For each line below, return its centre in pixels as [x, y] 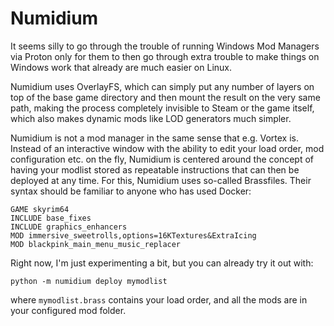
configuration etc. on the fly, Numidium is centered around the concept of [162, 159]
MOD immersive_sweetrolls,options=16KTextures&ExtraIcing [133, 235]
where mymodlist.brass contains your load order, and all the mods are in [159, 299]
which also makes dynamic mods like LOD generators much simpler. [151, 118]
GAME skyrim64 [40, 209]
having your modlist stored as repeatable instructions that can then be [155, 169]
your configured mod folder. [68, 310]
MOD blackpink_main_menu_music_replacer [96, 244]
